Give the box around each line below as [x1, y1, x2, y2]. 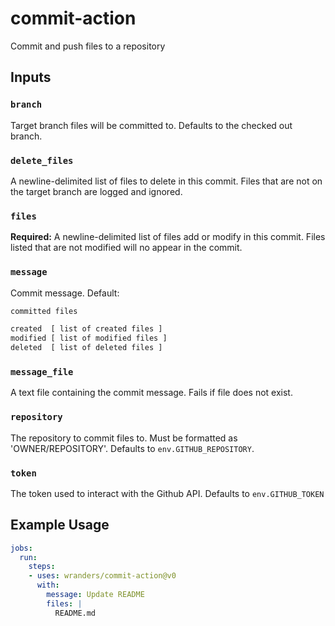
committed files [10, 306, 78, 316]
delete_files [10, 155, 74, 166]
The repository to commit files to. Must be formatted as [10, 432, 238, 444]
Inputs [10, 69, 52, 86]
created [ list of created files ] [10, 324, 163, 334]
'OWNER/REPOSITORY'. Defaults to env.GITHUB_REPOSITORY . [10, 442, 255, 454]
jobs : [10, 543, 33, 553]
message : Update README [46, 590, 145, 600]
